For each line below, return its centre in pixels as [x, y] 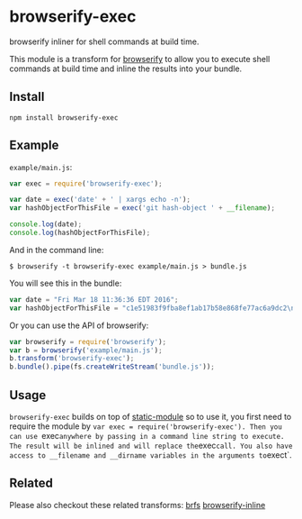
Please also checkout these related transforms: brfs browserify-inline [138, 505]
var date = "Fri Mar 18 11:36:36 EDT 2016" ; [94, 299]
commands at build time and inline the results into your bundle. [126, 68]
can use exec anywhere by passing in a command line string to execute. [147, 436]
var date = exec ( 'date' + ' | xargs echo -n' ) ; [100, 200]
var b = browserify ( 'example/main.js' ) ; [86, 350]
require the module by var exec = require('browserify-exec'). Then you [146, 426]
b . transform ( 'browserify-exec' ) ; [72, 359]
